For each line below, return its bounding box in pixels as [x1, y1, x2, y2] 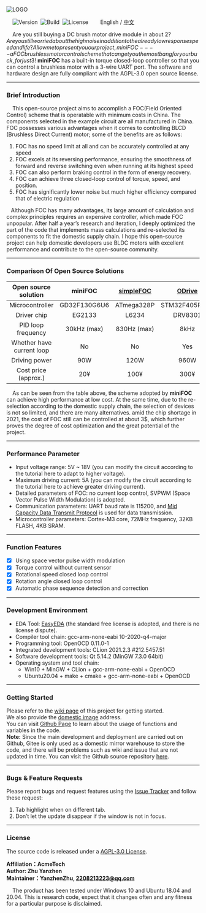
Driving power [11, 356, 52, 364]
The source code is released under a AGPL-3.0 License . [6, 847, 148, 855]
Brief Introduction [6, 91, 60, 99]
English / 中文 [100, 18, 135, 26]
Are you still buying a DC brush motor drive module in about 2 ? [12, 31, 172, 38]
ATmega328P [115, 300, 155, 309]
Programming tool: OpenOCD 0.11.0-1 [15, 640, 109, 647]
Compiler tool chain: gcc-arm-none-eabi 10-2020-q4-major [15, 633, 167, 640]
